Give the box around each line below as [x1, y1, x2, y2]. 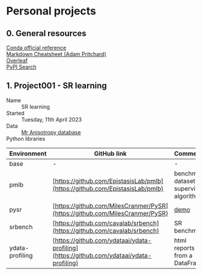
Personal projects [6, 4, 96, 18]
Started [6, 110, 25, 117]
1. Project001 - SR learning [6, 81, 107, 91]
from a [174, 251, 193, 259]
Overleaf [6, 57, 28, 64]
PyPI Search [6, 63, 37, 70]
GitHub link [94, 149, 127, 158]
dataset [174, 176, 195, 185]
